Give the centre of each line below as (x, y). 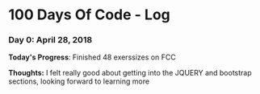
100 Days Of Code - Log (90, 15)
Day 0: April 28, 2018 (50, 40)
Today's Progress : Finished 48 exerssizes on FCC (92, 57)
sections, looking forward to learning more (79, 81)
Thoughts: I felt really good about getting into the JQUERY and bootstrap (130, 73)
